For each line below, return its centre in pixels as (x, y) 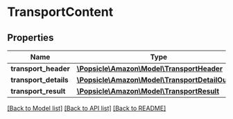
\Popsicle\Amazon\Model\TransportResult (148, 91)
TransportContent (60, 12)
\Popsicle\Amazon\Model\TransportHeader (150, 68)
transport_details (40, 80)
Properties (31, 38)
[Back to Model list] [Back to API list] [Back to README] (87, 108)
